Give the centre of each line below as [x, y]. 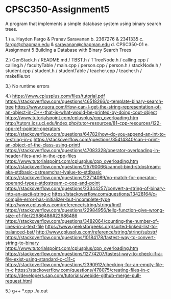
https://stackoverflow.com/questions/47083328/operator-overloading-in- [83, 150]
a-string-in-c [19, 139]
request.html [19, 281]
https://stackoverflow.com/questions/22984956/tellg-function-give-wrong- [85, 210]
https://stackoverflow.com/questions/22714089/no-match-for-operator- [81, 177]
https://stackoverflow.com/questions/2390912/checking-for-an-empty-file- [85, 264]
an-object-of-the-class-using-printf [43, 145]
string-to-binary [22, 243]
